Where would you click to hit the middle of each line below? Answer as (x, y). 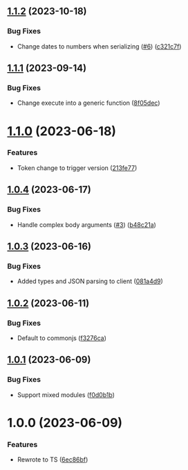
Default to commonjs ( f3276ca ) (62, 338)
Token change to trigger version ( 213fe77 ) (77, 168)
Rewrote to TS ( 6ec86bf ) (53, 460)
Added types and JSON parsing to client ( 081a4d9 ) (90, 281)
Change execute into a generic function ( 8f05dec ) (88, 103)
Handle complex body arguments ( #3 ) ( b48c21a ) (87, 224)
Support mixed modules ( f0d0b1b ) (66, 394)
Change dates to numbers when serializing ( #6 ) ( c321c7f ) (99, 46)
